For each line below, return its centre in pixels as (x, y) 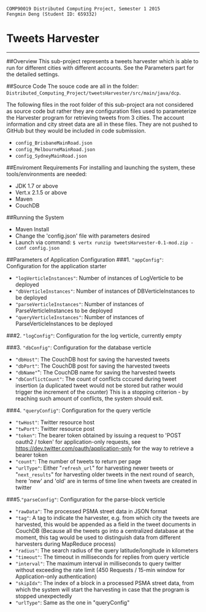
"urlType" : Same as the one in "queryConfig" (72, 602)
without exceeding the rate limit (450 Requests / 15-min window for (100, 570)
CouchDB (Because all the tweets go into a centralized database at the (105, 530)
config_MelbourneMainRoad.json (55, 149)
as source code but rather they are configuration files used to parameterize (101, 111)
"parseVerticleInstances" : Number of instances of (80, 304)
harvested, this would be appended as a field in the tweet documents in (105, 524)
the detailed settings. (33, 74)
